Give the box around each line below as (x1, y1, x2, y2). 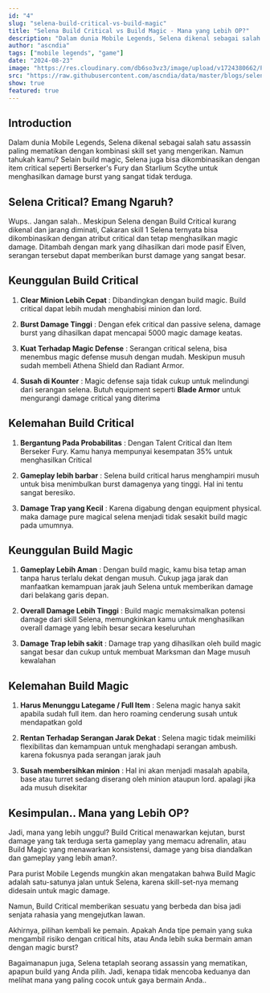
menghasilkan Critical (19, 455, 92, 465)
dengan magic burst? (8, 942, 79, 953)
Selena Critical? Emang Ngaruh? (8, 195, 174, 209)
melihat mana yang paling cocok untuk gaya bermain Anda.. (8, 975, 207, 985)
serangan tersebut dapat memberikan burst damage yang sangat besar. (8, 251, 247, 260)
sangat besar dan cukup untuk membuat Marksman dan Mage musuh (19, 647, 251, 657)
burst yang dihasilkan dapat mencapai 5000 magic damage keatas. (19, 327, 243, 338)
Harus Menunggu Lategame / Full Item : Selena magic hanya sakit (19, 700, 241, 710)
